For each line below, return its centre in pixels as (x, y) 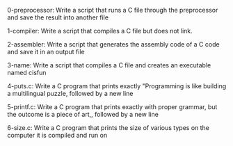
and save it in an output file (46, 52)
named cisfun (27, 73)
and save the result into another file (58, 17)
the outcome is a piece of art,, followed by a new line (83, 114)
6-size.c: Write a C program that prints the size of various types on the (109, 128)
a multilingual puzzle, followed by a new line (70, 94)
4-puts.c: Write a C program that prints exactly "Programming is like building (117, 86)
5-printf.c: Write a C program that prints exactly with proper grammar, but (112, 107)
